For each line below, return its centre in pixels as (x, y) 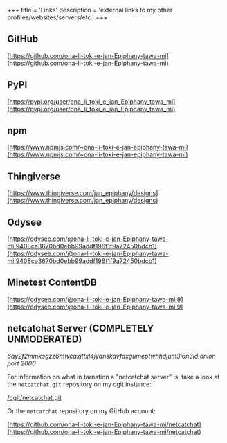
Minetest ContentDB (52, 283)
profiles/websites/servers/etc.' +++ (58, 17)
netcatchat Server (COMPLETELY (81, 328)
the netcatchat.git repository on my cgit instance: (80, 384)
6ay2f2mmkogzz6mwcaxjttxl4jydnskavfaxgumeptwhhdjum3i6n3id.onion (111, 356)
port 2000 (22, 363)
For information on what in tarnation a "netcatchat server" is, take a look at (113, 377)
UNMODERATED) (45, 340)
